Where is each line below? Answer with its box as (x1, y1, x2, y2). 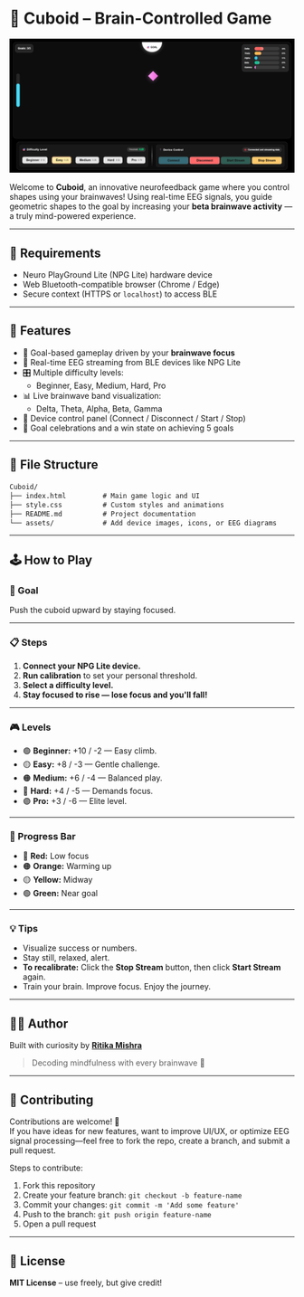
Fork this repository (22, 1180, 96, 1191)
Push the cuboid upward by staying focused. (9, 605, 176, 616)
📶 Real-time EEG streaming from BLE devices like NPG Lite (22, 356, 242, 367)
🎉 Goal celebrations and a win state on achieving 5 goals (22, 422, 234, 433)
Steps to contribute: (9, 1162, 83, 1174)
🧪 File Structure (9, 457, 99, 473)
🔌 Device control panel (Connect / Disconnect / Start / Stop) (22, 412, 246, 423)
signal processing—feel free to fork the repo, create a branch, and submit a (9, 1135, 290, 1147)
